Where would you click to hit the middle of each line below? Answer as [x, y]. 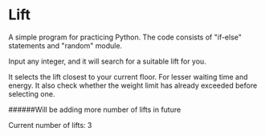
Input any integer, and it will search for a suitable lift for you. [107, 61]
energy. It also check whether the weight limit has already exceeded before [133, 85]
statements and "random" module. [65, 45]
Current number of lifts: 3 [50, 125]
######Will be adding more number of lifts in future [95, 109]
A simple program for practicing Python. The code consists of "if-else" [125, 37]
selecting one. [32, 93]
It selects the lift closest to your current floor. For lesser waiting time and [128, 76]
